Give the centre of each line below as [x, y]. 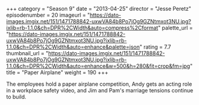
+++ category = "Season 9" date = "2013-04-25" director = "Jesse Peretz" [99, 9]
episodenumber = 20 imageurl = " [48, 15]
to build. [16, 97]
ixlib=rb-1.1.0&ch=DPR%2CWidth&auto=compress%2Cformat [82, 28]
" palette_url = [175, 28]
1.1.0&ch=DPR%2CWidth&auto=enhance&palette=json [73, 47]
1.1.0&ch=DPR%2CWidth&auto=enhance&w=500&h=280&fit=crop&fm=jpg [98, 66]
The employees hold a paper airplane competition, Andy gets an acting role [99, 84]
